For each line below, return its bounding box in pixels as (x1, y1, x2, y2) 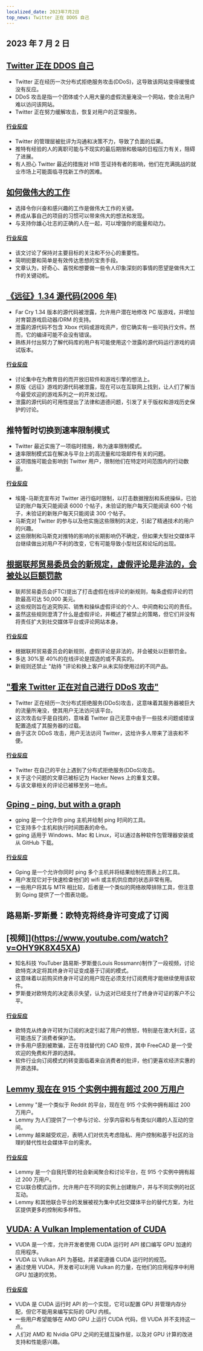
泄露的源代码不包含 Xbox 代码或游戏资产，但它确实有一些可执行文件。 (14, 323, 190, 330)
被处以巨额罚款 (6, 570, 62, 581)
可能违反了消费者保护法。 (14, 1034, 79, 1042)
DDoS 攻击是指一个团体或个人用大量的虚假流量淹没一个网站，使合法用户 (14, 93, 195, 100)
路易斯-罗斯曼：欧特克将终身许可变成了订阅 (6, 911, 169, 921)
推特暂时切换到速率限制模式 (6, 425, 110, 436)
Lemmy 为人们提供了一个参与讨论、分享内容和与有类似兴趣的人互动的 (14, 1116, 189, 1124)
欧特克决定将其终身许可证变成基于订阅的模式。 (14, 967, 132, 975)
